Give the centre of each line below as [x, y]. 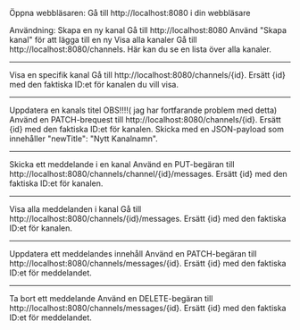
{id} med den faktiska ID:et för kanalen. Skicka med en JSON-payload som [146, 129]
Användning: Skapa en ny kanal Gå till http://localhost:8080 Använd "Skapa [148, 30]
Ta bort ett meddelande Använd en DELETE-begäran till [111, 298]
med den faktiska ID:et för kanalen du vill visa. [94, 85]
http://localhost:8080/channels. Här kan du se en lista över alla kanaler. [141, 49]
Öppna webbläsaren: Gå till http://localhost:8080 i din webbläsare [130, 13]
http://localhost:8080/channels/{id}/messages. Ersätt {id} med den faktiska [148, 219]
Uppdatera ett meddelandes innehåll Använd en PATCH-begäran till [133, 254]
